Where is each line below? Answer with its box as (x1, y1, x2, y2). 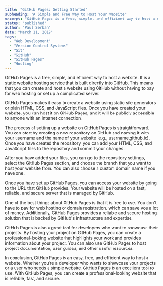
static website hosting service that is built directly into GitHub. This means (5, 80, 153, 86)
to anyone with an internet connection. (5, 115, 82, 121)
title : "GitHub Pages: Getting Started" (5, 7, 88, 12)
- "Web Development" (9, 39, 51, 44)
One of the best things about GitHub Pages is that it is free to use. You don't (5, 200, 157, 206)
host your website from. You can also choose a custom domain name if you (5, 165, 156, 171)
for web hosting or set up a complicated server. (5, 91, 100, 96)
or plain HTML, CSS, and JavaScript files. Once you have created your (5, 105, 146, 111)
